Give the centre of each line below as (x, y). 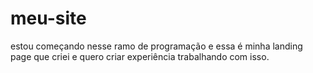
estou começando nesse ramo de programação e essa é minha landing (156, 46)
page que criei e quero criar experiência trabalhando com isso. (140, 56)
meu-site (48, 18)
